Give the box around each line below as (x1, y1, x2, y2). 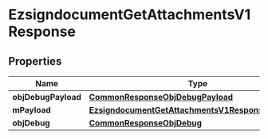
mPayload (12, 105, 52, 115)
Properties (8, 54, 62, 68)
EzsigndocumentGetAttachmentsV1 (8, 6, 251, 24)
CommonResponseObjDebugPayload (89, 92, 234, 102)
